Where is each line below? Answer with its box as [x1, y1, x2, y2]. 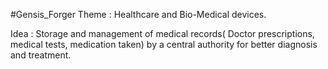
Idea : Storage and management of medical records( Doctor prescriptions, [10, 28, 315, 39]
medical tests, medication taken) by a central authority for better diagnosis [10, 39, 318, 50]
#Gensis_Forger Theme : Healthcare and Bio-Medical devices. [10, 9, 267, 20]
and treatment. [10, 49, 72, 61]
